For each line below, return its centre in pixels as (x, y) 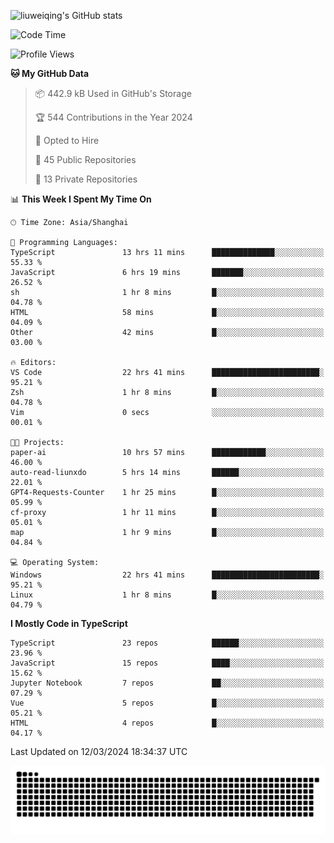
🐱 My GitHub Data (50, 73)
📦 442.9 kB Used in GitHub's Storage (113, 93)
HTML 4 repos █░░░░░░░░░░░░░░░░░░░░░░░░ (167, 723)
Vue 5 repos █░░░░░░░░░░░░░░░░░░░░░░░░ (167, 703)
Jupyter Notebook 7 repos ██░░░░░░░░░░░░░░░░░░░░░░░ (167, 683)
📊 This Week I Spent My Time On (81, 199)
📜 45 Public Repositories (85, 159)
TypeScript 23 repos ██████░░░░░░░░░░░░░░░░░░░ (167, 643)
